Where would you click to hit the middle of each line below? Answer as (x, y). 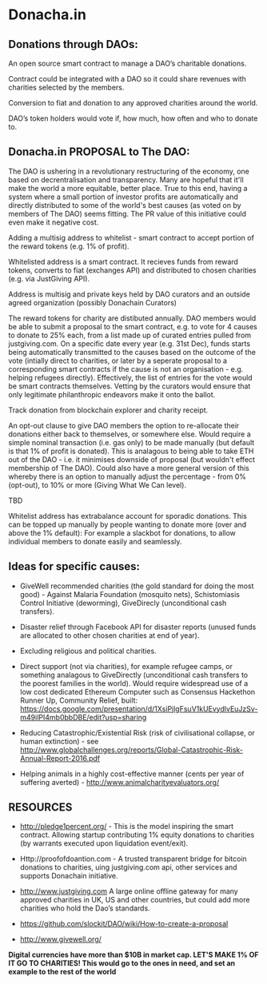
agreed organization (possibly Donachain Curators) (93, 302)
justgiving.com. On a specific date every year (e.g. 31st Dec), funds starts (129, 343)
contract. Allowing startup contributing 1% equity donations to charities (137, 835)
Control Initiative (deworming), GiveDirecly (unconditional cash (123, 603)
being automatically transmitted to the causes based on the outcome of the (132, 352)
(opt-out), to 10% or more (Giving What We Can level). (97, 484)
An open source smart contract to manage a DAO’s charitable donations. (128, 63)
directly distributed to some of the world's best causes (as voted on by (125, 205)
